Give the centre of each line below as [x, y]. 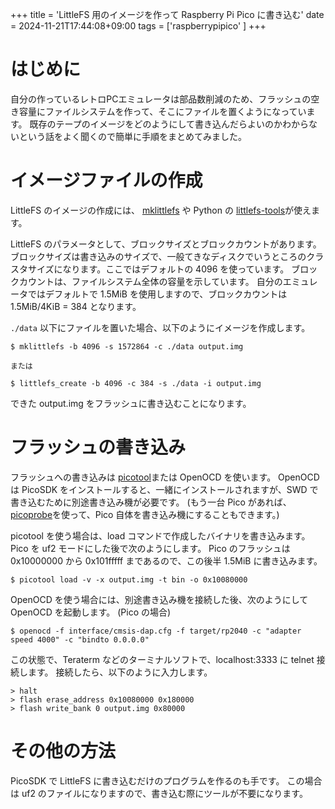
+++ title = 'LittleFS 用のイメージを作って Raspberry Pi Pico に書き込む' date [167, 14]
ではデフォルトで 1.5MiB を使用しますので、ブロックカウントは [157, 294]
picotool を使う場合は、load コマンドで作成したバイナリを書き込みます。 [160, 535]
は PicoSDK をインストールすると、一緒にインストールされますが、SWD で [164, 489]
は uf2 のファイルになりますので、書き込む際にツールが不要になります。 [159, 793]
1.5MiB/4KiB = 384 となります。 [76, 306]
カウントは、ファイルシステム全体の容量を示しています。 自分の [150, 281]
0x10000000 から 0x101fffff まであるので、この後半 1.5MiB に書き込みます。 [166, 560]
